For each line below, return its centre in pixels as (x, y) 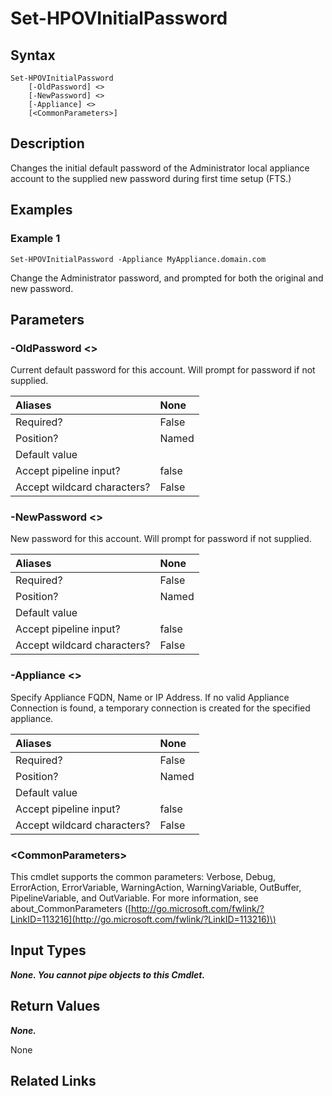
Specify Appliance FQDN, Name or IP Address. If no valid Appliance (150, 697)
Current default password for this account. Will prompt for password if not (163, 370)
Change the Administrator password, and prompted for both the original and (167, 278)
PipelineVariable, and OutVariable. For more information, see (134, 898)
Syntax (33, 55)
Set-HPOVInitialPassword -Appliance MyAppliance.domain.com (138, 259)
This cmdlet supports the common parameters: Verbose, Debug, (143, 877)
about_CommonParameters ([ (71, 909)
